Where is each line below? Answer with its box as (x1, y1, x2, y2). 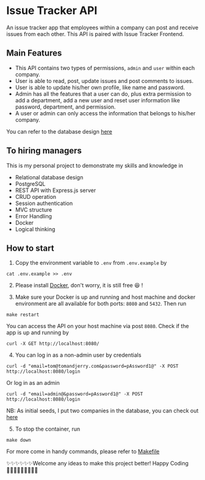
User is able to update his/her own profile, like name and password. (15, 84, 185, 91)
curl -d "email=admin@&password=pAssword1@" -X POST (6, 391, 143, 397)
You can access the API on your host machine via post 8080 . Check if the (6, 323, 189, 330)
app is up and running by (6, 329, 69, 336)
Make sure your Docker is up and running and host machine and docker (15, 293, 196, 301)
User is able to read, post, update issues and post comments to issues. (15, 77, 194, 84)
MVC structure (15, 206, 52, 213)
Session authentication (15, 199, 73, 207)
